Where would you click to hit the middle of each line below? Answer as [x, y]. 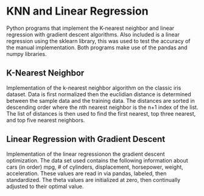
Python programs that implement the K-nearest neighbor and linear [90, 28]
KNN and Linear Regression [77, 11]
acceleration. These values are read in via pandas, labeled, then [86, 173]
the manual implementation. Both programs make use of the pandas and [97, 47]
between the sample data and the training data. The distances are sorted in [100, 100]
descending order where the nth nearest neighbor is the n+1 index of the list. [102, 107]
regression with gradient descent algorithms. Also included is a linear [93, 34]
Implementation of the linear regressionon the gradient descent [86, 154]
